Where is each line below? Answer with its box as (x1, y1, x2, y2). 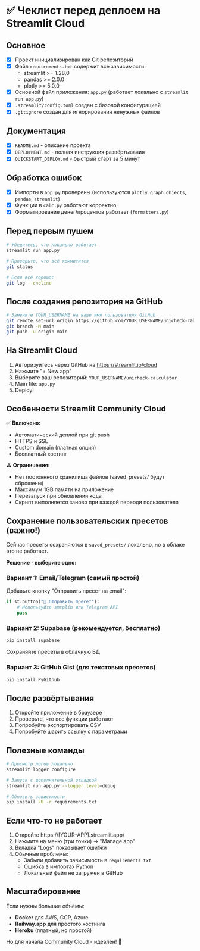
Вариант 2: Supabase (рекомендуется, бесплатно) (6, 623, 161, 632)
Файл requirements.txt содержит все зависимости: (14, 63, 146, 70)
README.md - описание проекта (14, 142, 91, 149)
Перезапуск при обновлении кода (14, 492, 102, 500)
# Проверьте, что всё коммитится (6, 258, 89, 264)
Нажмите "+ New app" (14, 367, 72, 375)
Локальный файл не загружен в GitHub (23, 869, 123, 877)
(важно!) (6, 525, 40, 535)
